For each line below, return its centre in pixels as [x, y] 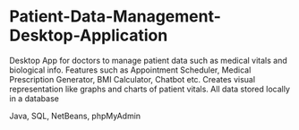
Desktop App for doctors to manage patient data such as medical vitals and [149, 60]
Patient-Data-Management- [115, 17]
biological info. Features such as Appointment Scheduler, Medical [130, 70]
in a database [34, 98]
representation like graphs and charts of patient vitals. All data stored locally [150, 89]
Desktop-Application [89, 35]
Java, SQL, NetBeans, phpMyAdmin [75, 116]
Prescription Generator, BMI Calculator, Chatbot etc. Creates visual [132, 79]
